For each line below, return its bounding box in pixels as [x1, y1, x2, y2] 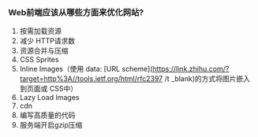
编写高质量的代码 [19, 110, 76, 120]
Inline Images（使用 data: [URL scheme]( [19, 65, 153, 74]
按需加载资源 [19, 26, 62, 36]
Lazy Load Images [19, 93, 80, 102]
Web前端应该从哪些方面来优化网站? [8, 6, 144, 17]
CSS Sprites [19, 55, 59, 65]
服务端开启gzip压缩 [19, 120, 83, 130]
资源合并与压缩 [19, 46, 69, 56]
